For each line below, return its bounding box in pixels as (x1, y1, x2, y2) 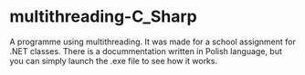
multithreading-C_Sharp (9, 6, 198, 27)
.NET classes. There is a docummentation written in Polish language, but (9, 45, 283, 56)
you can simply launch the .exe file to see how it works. (9, 55, 217, 66)
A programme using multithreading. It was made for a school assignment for (9, 36, 297, 47)
